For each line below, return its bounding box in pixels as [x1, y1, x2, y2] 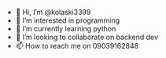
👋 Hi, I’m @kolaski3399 [15, 8, 91, 16]
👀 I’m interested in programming [15, 16, 120, 25]
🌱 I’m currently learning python [15, 24, 116, 33]
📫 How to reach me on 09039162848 [15, 42, 139, 50]
